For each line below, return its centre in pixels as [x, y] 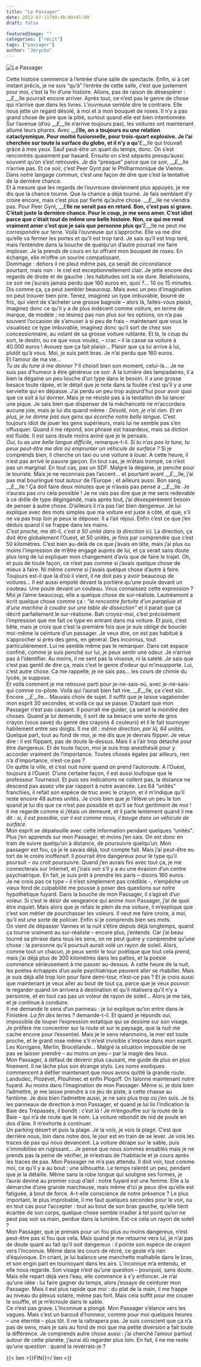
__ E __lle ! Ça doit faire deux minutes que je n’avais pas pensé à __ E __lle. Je [98, 487]
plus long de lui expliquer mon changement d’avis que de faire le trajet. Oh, [99, 556]
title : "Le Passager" [33, 12]
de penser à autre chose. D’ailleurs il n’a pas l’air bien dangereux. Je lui [94, 506]
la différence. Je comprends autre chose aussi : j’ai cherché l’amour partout [99, 1333]
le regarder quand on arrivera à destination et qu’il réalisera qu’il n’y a [92, 989]
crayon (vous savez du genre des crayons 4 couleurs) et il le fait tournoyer [98, 722]
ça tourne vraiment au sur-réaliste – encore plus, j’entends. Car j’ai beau [95, 932]
